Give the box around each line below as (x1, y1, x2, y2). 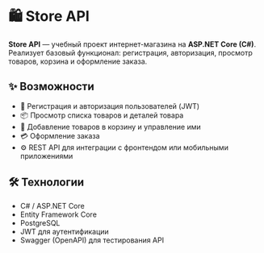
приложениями (19, 151, 73, 160)
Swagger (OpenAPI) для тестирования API (19, 235, 164, 245)
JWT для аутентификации (19, 226, 109, 236)
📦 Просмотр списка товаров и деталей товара (19, 110, 184, 120)
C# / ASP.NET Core (19, 201, 85, 210)
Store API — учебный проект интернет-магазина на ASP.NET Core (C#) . (8, 39, 257, 49)
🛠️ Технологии (8, 176, 85, 189)
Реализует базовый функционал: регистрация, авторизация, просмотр (8, 48, 253, 57)
